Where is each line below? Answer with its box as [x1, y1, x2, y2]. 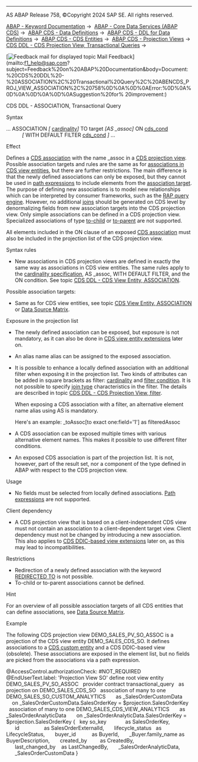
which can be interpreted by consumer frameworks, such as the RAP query [6, 192, 189, 199]
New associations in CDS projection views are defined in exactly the [14, 258, 180, 265]
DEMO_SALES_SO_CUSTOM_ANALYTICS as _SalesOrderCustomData [6, 693, 183, 700]
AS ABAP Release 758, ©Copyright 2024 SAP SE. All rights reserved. [6, 11, 174, 18]
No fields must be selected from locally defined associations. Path [14, 489, 176, 497]
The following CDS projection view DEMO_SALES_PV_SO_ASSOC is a [6, 631, 174, 638]
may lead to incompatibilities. [14, 544, 86, 550]
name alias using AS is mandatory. [14, 407, 98, 414]
